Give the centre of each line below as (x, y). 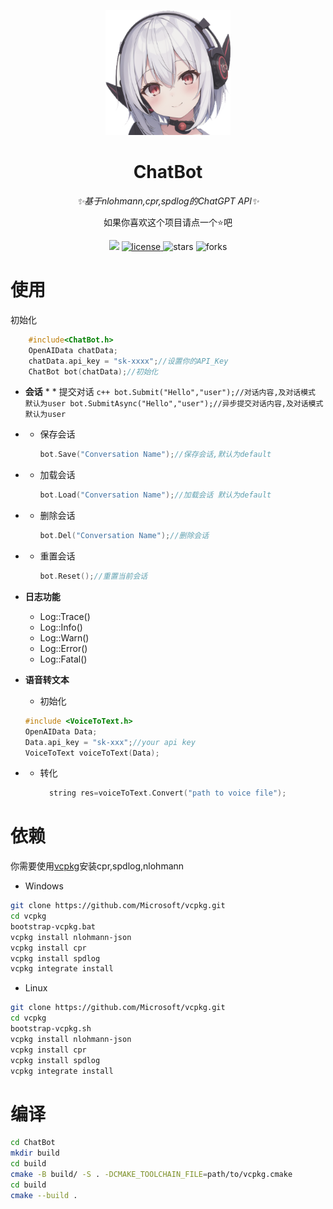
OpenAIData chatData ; (73, 350)
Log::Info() (61, 627)
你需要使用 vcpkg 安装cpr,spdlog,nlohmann (97, 866)
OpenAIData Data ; (61, 731)
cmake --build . (44, 1195)
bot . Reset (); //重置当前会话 (93, 576)
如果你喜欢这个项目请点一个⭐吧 (168, 222)
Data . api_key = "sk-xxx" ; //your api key (110, 742)
